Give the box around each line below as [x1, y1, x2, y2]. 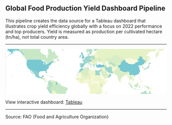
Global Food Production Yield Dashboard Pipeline [5, 4, 165, 13]
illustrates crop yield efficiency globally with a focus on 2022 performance [5, 23, 162, 29]
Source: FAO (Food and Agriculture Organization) [5, 114, 109, 120]
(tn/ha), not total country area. [5, 34, 69, 40]
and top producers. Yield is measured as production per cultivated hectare [5, 28, 163, 35]
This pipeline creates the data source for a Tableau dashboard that [5, 17, 146, 23]
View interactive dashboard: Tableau [5, 99, 83, 105]
